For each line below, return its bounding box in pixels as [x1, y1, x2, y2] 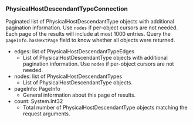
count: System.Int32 [13, 98, 63, 105]
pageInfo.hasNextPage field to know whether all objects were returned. [5, 37, 175, 44]
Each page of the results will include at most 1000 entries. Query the [5, 30, 171, 37]
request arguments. [22, 110, 71, 117]
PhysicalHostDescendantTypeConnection [5, 5, 128, 13]
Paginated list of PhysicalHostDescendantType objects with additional [5, 18, 174, 25]
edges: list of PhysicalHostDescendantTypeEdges [13, 48, 135, 55]
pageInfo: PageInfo [13, 86, 61, 93]
